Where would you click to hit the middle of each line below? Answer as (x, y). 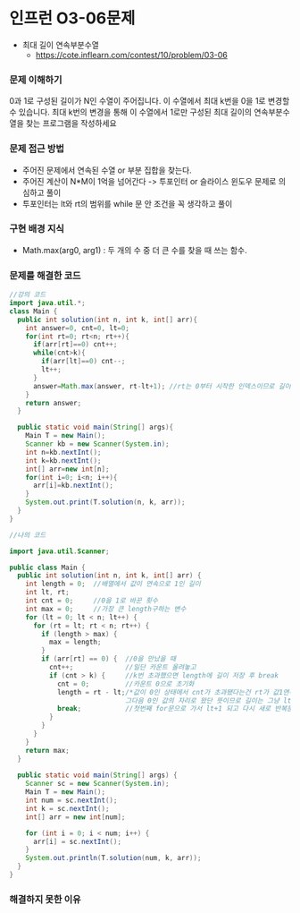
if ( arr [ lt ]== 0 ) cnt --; (83, 362)
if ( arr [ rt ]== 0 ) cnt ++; (75, 345)
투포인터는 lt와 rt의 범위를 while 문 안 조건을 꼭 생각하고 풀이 (127, 203)
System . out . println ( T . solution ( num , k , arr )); (113, 858)
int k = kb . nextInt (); (63, 461)
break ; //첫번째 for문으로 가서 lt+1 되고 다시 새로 (164, 709)
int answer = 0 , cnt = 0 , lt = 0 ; (77, 328)
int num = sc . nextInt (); (71, 800)
